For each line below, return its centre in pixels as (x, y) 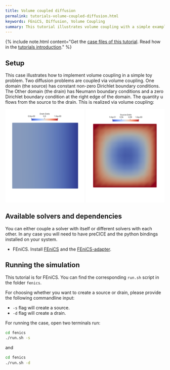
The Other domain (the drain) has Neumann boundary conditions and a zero (84, 92)
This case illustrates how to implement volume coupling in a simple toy (79, 75)
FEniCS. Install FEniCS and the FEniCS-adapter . (62, 249)
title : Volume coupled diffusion (40, 11)
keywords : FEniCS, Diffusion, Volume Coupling (55, 21)
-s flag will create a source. (41, 307)
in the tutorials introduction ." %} (38, 47)
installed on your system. (31, 239)
